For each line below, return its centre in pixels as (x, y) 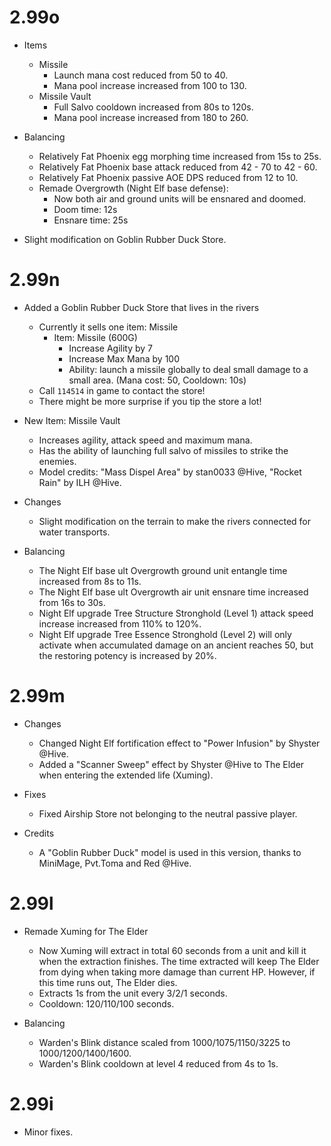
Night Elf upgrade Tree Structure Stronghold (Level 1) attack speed (176, 613)
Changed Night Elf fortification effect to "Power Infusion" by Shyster (179, 743)
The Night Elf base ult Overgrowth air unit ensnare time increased (173, 592)
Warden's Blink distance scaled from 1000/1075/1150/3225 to (164, 1042)
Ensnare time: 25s (91, 220)
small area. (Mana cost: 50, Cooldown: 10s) (157, 380)
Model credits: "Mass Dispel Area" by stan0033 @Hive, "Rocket (170, 472)
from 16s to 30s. (72, 602)
